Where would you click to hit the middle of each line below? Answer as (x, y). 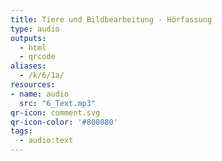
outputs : (28, 38)
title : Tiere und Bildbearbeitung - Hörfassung (111, 19)
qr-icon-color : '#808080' (64, 122)
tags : (21, 131)
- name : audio (40, 94)
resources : (33, 85)
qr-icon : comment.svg (55, 112)
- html (33, 47)
